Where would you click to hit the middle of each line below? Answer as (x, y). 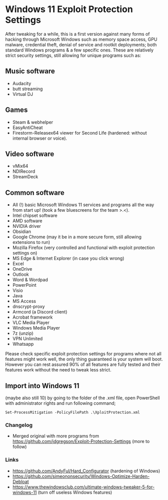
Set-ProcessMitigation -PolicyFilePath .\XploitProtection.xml (73, 412)
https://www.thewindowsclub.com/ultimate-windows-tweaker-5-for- (83, 487)
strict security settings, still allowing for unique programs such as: (73, 55)
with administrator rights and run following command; (60, 403)
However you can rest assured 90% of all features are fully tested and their (83, 364)
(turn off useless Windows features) (75, 492)
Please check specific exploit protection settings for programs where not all (83, 354)
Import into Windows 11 (42, 386)
